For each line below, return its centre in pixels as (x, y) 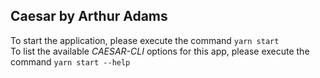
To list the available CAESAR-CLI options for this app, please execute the (160, 51)
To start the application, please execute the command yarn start (145, 40)
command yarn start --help (70, 61)
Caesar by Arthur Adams (89, 16)
